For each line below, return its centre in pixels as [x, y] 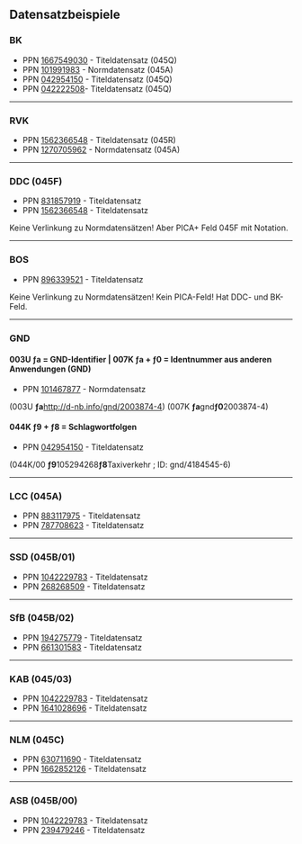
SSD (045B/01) [42, 557]
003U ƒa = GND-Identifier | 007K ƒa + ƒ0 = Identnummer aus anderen [141, 360]
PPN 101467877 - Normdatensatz [84, 389]
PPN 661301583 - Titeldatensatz [82, 647]
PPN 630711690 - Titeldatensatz [82, 759]
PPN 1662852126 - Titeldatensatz [84, 769]
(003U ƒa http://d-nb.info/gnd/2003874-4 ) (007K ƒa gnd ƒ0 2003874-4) [139, 406]
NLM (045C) [37, 740]
